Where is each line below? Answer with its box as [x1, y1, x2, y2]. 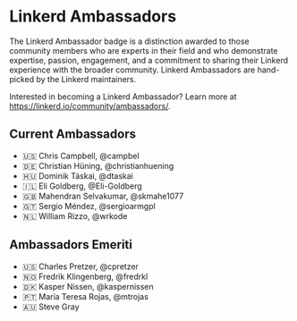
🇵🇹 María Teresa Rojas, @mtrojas [21, 291, 149, 301]
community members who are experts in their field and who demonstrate [9, 45, 279, 55]
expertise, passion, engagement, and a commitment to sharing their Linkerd [9, 55, 289, 65]
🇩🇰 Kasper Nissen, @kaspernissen [21, 281, 154, 291]
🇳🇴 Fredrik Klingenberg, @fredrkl [21, 271, 148, 282]
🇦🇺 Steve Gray [21, 301, 80, 312]
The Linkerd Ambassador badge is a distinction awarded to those [9, 36, 250, 46]
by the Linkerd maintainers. [36, 73, 137, 84]
